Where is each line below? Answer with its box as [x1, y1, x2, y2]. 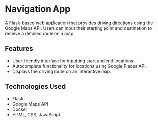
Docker [12, 106, 28, 112]
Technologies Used [5, 82, 66, 91]
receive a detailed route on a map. [5, 30, 75, 36]
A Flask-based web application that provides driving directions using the [5, 20, 153, 26]
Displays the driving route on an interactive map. [12, 68, 111, 74]
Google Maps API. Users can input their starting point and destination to [5, 25, 152, 31]
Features [5, 44, 33, 53]
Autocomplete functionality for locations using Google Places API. [12, 63, 147, 69]
